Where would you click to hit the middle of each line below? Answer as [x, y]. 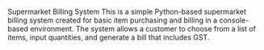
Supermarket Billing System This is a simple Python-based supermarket [127, 12]
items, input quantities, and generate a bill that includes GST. [109, 37]
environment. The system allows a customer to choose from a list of [143, 29]
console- [234, 20]
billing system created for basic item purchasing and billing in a [113, 20]
